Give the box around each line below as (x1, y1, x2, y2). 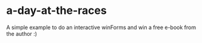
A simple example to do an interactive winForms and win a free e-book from (6, 24, 196, 31)
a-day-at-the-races (6, 4, 107, 18)
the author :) (6, 30, 38, 37)
